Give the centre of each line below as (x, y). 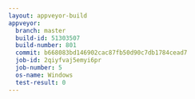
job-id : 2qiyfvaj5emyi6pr (59, 61)
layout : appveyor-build (48, 16)
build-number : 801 (46, 46)
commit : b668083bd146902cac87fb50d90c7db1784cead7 (101, 53)
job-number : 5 (39, 68)
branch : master (41, 30)
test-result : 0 (41, 82)
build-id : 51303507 (48, 38)
